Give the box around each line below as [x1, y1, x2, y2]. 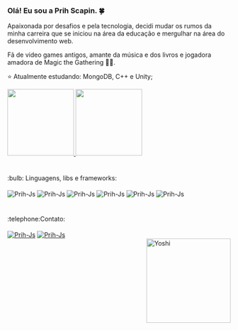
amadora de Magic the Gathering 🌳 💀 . [7, 58, 115, 67]
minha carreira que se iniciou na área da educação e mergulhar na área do [7, 29, 225, 38]
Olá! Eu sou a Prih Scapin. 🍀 [7, 6, 105, 16]
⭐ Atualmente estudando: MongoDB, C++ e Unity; [7, 72, 153, 81]
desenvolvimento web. [7, 37, 74, 45]
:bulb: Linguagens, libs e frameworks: [7, 174, 117, 182]
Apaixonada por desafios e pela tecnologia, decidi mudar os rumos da [7, 22, 212, 31]
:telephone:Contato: [7, 215, 66, 224]
